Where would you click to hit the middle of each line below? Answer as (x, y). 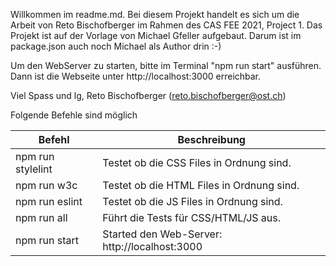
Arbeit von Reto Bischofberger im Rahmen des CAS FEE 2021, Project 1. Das (166, 25)
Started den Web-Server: (162, 234)
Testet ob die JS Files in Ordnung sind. (192, 201)
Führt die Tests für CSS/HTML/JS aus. (192, 217)
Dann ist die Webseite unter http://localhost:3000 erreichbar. (136, 76)
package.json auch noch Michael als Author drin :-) (116, 46)
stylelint (34, 169)
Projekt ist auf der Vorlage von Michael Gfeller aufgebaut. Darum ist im (156, 35)
